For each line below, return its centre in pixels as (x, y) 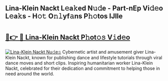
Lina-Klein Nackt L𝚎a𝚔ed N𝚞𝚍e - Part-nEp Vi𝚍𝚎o (84, 8)
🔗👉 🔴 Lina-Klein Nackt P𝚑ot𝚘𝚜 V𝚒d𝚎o (68, 37)
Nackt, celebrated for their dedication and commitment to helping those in (82, 68)
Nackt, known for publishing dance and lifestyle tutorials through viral (90, 57)
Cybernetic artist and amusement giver (103, 52)
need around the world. (30, 74)
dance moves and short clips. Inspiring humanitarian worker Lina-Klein (79, 63)
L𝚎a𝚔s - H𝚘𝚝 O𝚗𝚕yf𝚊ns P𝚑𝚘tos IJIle (64, 16)
